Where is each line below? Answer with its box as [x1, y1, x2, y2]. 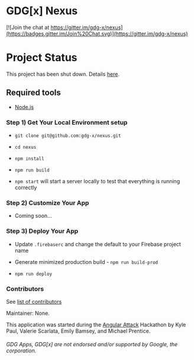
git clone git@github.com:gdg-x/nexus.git [14, 132, 121, 139]
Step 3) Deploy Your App [6, 227, 79, 235]
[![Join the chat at [6, 24, 50, 31]
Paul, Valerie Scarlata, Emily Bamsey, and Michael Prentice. [6, 327, 151, 334]
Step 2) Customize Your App [6, 199, 89, 207]
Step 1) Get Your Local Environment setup [6, 118, 128, 126]
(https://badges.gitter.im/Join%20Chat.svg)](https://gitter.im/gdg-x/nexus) [6, 30, 188, 37]
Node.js [14, 103, 34, 110]
